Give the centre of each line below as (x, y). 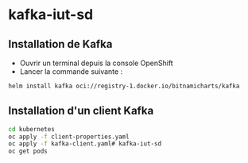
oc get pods (28, 151)
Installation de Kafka (60, 44)
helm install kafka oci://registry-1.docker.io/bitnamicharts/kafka (124, 86)
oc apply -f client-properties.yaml (69, 137)
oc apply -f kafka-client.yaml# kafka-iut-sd (85, 144)
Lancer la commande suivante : (71, 72)
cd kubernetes (32, 129)
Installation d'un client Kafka (81, 111)
